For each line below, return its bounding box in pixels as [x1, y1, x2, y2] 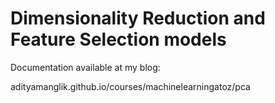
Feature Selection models [10, 28, 227, 51]
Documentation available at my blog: [10, 61, 161, 73]
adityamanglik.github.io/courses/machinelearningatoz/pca [10, 80, 251, 92]
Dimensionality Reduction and [10, 7, 266, 30]
